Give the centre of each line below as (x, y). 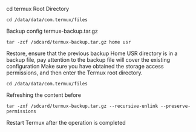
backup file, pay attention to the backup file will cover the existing (88, 60)
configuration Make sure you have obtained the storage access (85, 66)
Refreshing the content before (44, 95)
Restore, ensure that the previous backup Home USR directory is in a (92, 53)
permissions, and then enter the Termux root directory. (74, 73)
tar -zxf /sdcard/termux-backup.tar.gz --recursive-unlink (82, 106)
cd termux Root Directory (38, 9)
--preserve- (175, 106)
